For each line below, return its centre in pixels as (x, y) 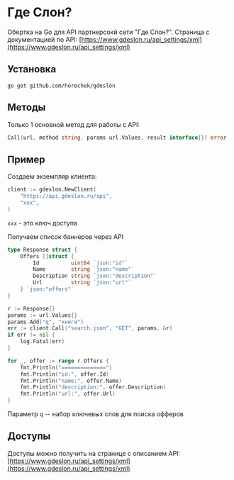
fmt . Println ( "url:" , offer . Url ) (68, 394)
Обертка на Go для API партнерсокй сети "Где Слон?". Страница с (108, 32)
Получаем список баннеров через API (66, 236)
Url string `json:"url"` (82, 283)
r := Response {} (31, 308)
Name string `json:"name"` (84, 269)
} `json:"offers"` (47, 289)
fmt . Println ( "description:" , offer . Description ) (93, 387)
